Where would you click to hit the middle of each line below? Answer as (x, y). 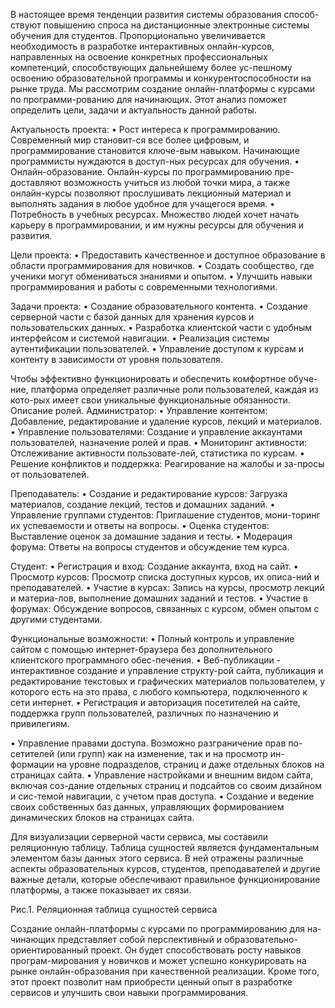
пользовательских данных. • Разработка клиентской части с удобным (161, 327)
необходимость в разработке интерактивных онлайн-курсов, (142, 46)
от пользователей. (50, 474)
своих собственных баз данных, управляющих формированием (147, 807)
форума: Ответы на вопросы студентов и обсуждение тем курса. (150, 547)
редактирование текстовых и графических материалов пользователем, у (168, 681)
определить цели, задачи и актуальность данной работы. (133, 110)
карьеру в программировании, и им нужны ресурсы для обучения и (157, 225)
